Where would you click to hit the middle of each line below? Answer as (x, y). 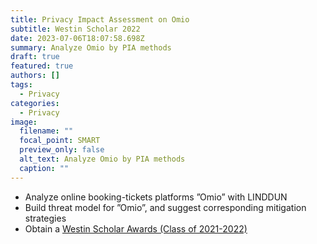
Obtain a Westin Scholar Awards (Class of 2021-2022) (136, 228)
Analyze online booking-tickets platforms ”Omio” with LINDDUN (156, 197)
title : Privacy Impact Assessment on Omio (100, 19)
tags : (21, 85)
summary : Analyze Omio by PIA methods (91, 47)
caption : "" (44, 168)
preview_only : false (62, 150)
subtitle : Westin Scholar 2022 (75, 29)
